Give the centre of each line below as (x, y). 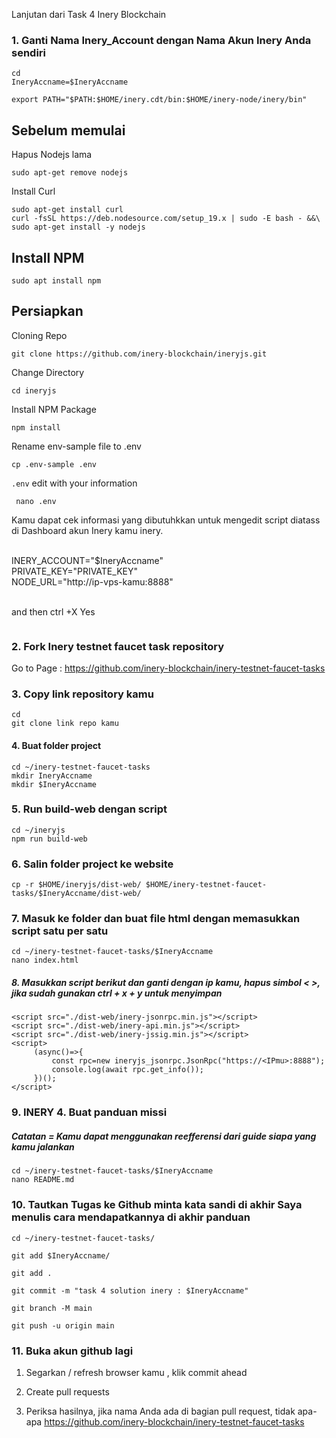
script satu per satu (60, 931)
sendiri (29, 52)
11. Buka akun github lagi (72, 1351)
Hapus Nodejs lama (52, 155)
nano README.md (43, 1180)
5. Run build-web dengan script (89, 809)
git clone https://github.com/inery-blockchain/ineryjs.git (139, 354)
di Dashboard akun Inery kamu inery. (87, 530)
